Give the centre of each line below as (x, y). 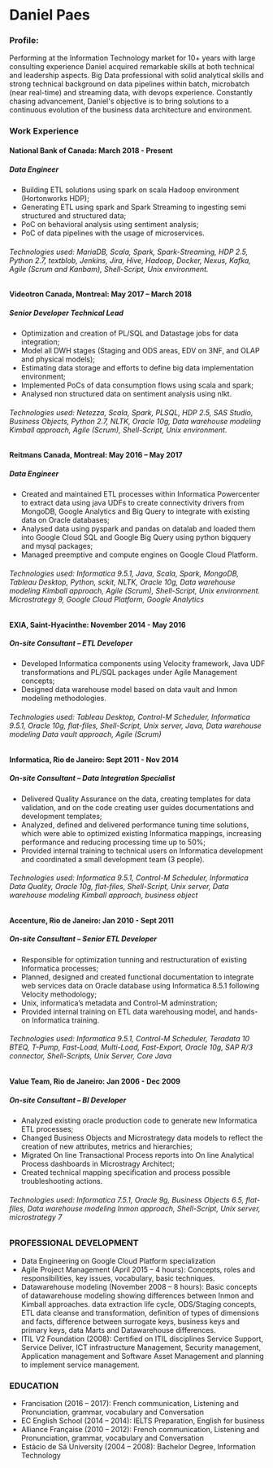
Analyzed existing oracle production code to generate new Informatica (139, 1120)
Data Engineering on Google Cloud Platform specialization (118, 1260)
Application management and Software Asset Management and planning (143, 1356)
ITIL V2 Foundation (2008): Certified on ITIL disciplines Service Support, (142, 1339)
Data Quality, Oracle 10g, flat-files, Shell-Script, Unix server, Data (119, 887)
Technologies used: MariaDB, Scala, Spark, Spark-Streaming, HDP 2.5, (129, 252)
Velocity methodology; (58, 994)
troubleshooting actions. (62, 1181)
